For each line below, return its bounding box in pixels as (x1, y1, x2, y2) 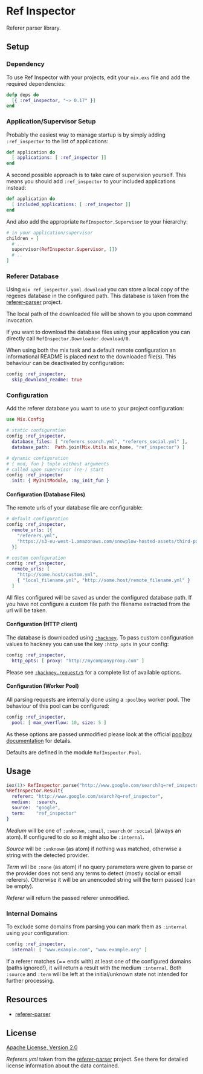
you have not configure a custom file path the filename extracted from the (6, 600, 190, 607)
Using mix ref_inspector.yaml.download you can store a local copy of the (6, 286, 189, 293)
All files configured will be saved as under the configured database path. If (6, 594, 192, 601)
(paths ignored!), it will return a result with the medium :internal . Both (6, 964, 182, 971)
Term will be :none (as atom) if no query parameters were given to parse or (6, 863, 193, 870)
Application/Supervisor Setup (6, 117, 96, 126)
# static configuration (6, 427, 66, 433)
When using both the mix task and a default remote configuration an (6, 346, 176, 354)
